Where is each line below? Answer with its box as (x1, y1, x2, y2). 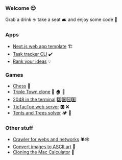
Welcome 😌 (5, 5, 36, 12)
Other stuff (5, 124, 33, 131)
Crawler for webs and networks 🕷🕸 (12, 136, 89, 143)
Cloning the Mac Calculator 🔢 (12, 149, 75, 155)
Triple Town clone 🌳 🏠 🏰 (12, 88, 65, 95)
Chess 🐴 (12, 83, 31, 89)
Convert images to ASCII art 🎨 (12, 144, 76, 150)
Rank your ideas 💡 (12, 58, 52, 64)
